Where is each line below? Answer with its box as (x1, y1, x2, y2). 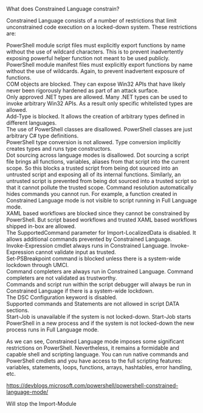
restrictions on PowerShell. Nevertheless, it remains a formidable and (6, 344, 179, 352)
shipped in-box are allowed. (6, 223, 76, 230)
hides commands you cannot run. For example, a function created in (6, 190, 177, 197)
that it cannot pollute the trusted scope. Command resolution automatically (6, 184, 194, 191)
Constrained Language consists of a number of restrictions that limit (6, 17, 177, 24)
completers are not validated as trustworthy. (6, 274, 117, 282)
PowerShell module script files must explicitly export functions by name (6, 42, 185, 49)
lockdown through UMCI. (6, 262, 69, 268)
